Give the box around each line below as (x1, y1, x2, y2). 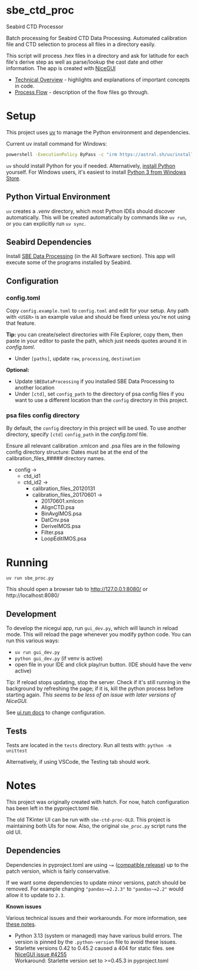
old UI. (6, 829, 22, 836)
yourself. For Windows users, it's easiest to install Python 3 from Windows (6, 169, 187, 176)
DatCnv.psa (41, 516, 70, 523)
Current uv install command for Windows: (6, 140, 107, 147)
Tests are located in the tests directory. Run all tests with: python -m (6, 741, 172, 748)
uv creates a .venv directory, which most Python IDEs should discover (6, 207, 176, 215)
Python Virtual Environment (6, 192, 111, 202)
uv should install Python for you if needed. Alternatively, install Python (6, 162, 176, 169)
